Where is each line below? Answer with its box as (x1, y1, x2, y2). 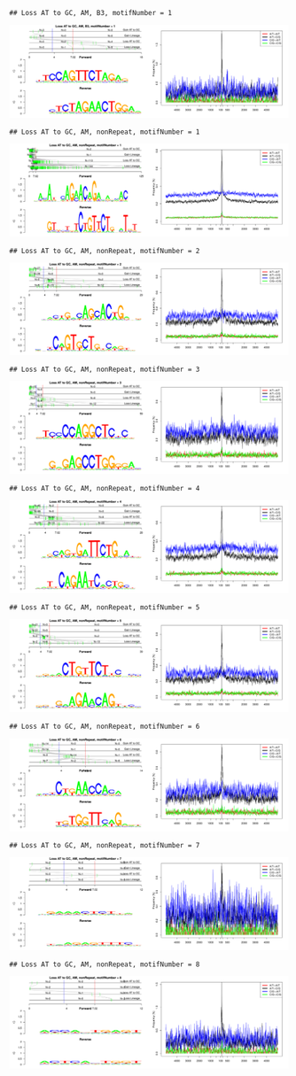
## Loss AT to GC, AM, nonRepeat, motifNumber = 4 (9, 484, 200, 493)
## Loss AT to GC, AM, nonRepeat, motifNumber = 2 (9, 246, 200, 255)
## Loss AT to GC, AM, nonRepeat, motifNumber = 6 (9, 722, 200, 731)
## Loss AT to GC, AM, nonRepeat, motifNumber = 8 (9, 960, 200, 969)
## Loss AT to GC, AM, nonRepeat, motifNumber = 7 (9, 840, 200, 849)
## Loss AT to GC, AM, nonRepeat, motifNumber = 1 (9, 128, 200, 136)
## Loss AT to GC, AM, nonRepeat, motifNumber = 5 (9, 603, 200, 612)
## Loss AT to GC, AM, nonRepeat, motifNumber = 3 (9, 365, 200, 375)
